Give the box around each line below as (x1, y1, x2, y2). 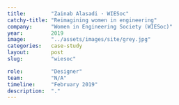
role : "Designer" (7, 67, 82, 75)
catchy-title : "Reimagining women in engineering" (7, 17, 157, 24)
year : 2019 (7, 29, 64, 37)
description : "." (7, 88, 61, 95)
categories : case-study (7, 42, 82, 49)
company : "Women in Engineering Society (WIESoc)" (7, 23, 173, 30)
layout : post (7, 49, 64, 56)
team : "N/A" (7, 74, 68, 81)
